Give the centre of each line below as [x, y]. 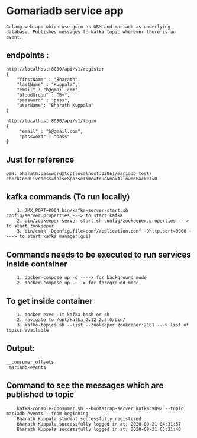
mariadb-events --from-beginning [47, 414]
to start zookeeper [30, 226]
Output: [21, 348]
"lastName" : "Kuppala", [47, 84]
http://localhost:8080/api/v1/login [51, 121]
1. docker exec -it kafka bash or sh [63, 315]
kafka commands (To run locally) [68, 197]
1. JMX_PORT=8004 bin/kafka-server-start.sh [72, 211]
